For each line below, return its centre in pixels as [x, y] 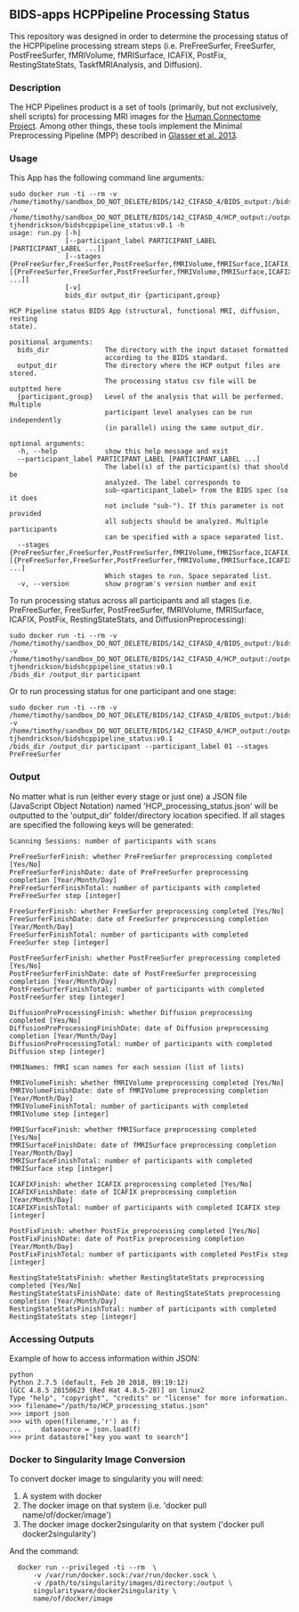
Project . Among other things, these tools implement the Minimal [126, 126]
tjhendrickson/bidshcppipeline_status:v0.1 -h [97, 225]
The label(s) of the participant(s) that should [197, 467]
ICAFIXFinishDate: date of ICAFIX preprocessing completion [123, 1192]
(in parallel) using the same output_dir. [185, 428]
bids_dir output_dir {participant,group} [143, 296]
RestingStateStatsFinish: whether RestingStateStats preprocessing [137, 1278]
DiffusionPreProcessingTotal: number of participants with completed [141, 1043]
